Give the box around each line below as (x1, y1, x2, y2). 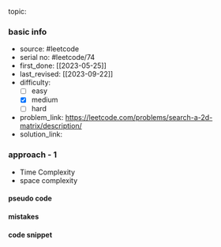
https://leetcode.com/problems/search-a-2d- (65, 113, 213, 122)
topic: (8, 7, 27, 16)
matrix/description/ (19, 122, 83, 131)
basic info (8, 26, 47, 37)
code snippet (8, 230, 53, 239)
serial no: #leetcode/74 (19, 53, 96, 62)
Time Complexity (19, 167, 76, 177)
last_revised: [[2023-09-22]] (19, 69, 114, 79)
